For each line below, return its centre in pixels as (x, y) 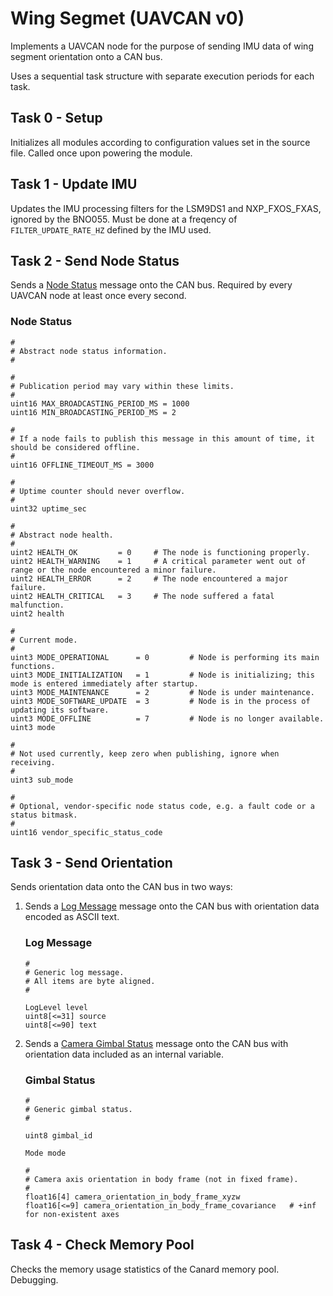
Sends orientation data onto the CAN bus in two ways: (121, 887)
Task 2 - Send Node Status (95, 260)
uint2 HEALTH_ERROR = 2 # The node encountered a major (149, 578)
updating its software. (60, 710)
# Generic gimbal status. (78, 1110)
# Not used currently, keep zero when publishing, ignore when (145, 753)
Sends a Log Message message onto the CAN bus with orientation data (172, 906)
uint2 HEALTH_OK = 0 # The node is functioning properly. (160, 552)
